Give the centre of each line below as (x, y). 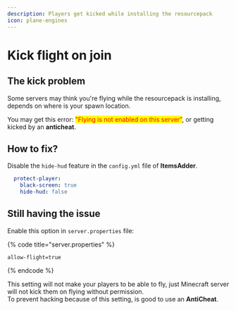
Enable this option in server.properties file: (71, 230)
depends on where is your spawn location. (69, 106)
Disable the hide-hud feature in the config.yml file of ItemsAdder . (103, 166)
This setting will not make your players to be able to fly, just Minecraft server (118, 284)
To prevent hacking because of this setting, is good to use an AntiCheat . (113, 299)
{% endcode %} (31, 270)
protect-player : (37, 179)
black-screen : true (49, 185)
